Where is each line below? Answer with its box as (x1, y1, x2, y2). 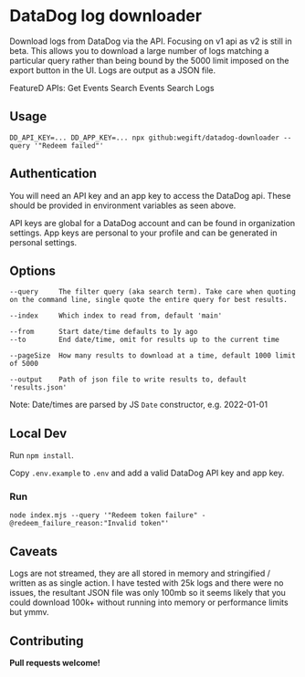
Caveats (9, 544, 58, 559)
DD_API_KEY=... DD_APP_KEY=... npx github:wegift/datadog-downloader (9, 133, 280, 142)
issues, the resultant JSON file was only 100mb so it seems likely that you (9, 588, 286, 599)
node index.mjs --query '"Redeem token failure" (9, 511, 198, 520)
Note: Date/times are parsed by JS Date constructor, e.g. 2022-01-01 (9, 399, 268, 411)
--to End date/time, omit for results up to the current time (9, 335, 280, 345)
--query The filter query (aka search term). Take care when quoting (9, 287, 297, 297)
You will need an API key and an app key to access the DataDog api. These (9, 190, 291, 201)
